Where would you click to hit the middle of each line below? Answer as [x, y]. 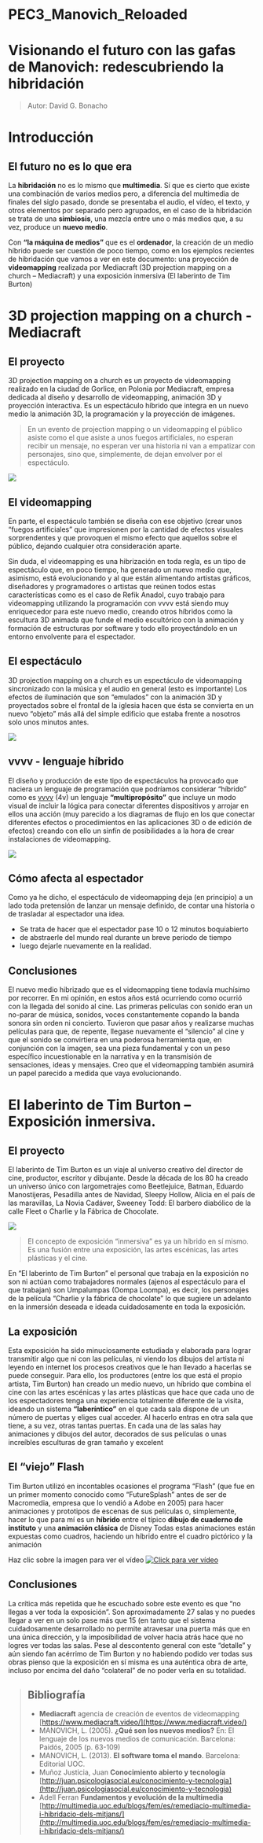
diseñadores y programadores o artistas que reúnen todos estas [112, 586]
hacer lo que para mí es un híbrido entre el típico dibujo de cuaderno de [126, 1519]
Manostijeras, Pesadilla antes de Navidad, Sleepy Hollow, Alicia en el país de [132, 1195]
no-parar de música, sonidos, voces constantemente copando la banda [124, 1015]
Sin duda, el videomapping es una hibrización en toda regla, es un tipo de [127, 561]
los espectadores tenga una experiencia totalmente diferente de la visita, [126, 1401]
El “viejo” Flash [46, 1467]
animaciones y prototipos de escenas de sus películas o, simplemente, [122, 1511]
